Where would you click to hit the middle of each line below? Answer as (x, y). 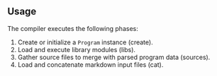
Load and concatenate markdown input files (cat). (90, 64)
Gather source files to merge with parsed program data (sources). (114, 57)
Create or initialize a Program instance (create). (85, 42)
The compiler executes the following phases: (73, 28)
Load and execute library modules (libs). (77, 49)
